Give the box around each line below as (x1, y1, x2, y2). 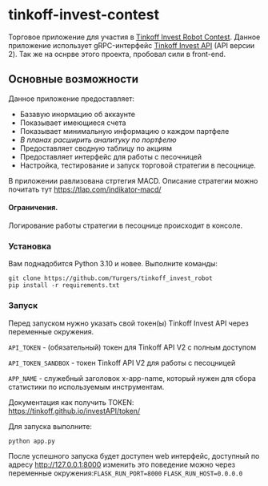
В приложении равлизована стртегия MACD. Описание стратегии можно (8, 176, 258, 185)
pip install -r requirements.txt (8, 281, 120, 290)
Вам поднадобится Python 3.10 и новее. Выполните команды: (8, 259, 218, 269)
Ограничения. (8, 203, 58, 213)
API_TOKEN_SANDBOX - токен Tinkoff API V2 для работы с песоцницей (8, 358, 236, 367)
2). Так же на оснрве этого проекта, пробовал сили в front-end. (8, 49, 226, 59)
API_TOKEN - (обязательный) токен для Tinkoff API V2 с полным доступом (8, 342, 257, 352)
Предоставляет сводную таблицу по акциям (19, 143, 173, 153)
